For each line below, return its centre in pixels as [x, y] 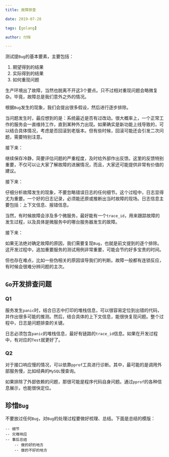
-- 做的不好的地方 [31, 450]
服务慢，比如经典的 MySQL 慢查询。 [44, 371]
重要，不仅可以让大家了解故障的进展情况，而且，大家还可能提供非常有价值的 [84, 165]
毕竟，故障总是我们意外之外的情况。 [51, 97]
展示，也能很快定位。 [31, 388]
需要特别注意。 [29, 137]
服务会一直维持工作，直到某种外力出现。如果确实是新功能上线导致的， [87, 124]
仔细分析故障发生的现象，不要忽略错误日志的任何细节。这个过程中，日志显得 [84, 192]
